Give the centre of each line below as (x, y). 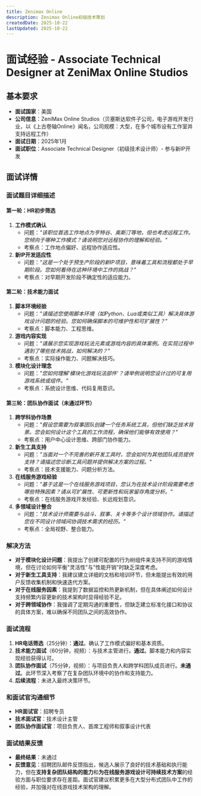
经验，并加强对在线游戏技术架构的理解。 (64, 787)
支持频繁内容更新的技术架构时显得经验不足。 (70, 597)
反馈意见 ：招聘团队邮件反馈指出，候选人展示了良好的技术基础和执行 (98, 765)
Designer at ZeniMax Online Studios (97, 73)
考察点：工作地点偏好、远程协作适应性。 (73, 247)
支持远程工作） (33, 134)
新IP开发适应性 (33, 254)
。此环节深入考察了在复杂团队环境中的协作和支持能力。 (88, 673)
